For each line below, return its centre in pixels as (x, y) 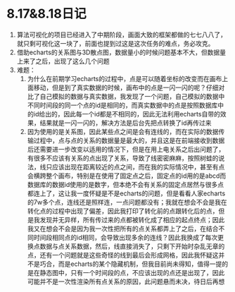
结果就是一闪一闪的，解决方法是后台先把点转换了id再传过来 (126, 123)
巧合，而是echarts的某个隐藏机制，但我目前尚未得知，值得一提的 (134, 264)
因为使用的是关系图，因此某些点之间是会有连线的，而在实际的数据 (123, 131)
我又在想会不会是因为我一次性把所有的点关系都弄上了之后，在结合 (123, 229)
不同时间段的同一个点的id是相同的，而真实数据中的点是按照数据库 (122, 105)
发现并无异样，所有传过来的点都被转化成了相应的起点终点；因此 (132, 219)
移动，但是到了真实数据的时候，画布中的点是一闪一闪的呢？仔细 (126, 87)
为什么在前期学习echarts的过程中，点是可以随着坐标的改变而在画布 (125, 78)
